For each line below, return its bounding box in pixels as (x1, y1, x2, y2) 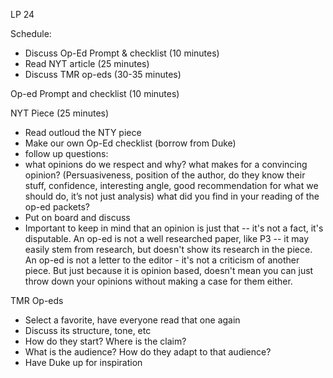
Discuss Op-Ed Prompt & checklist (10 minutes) (24, 47, 220, 59)
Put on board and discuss (24, 212, 131, 223)
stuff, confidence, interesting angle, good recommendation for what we (24, 180, 319, 191)
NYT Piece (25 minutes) (10, 107, 110, 119)
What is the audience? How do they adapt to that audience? (24, 346, 272, 358)
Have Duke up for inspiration (24, 357, 143, 368)
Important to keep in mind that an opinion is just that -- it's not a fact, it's (24, 222, 324, 234)
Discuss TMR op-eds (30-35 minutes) (24, 69, 182, 80)
